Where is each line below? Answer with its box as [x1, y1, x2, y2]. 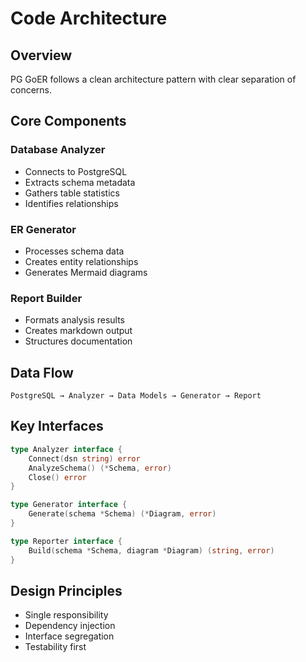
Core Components [10, 113, 127, 130]
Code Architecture [10, 7, 168, 30]
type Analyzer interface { [10, 444, 123, 454]
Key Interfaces [10, 418, 104, 435]
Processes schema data [24, 245, 125, 257]
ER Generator [10, 222, 77, 236]
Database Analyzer [10, 143, 106, 157]
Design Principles [10, 582, 123, 599]
